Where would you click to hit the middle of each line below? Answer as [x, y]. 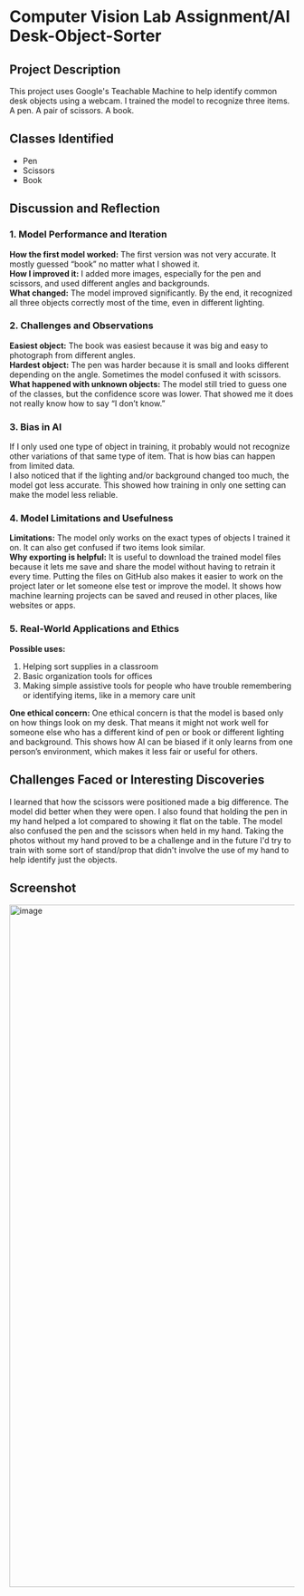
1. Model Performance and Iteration [88, 235]
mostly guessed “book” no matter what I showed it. [105, 264]
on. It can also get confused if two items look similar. [108, 548]
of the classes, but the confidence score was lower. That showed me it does [152, 394]
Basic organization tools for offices [87, 676]
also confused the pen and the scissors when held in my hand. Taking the [147, 831]
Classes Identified [62, 139]
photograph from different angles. [72, 355]
